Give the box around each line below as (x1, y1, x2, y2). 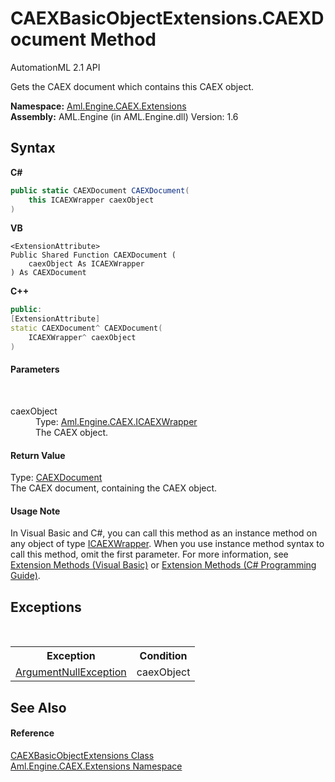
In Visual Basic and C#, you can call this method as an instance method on (10, 527, 318, 539)
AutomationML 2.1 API (10, 61, 101, 73)
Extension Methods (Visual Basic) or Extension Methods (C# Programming (10, 559, 317, 571)
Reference (10, 727, 55, 739)
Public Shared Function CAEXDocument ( (10, 250, 177, 261)
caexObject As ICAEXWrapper (28, 259, 145, 269)
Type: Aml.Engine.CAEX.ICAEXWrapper (35, 415, 198, 427)
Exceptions (10, 598, 82, 616)
